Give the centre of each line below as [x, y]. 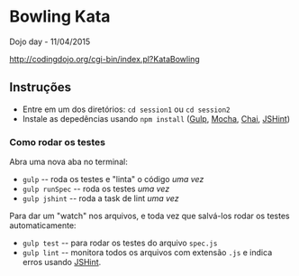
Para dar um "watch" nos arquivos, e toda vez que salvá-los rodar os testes [149, 216]
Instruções [41, 87]
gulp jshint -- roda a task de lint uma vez [100, 198]
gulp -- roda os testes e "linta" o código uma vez [113, 179]
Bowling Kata [60, 17]
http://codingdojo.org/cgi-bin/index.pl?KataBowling [104, 59]
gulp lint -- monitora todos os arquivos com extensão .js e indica [147, 253]
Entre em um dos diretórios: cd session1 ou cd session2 [126, 109]
